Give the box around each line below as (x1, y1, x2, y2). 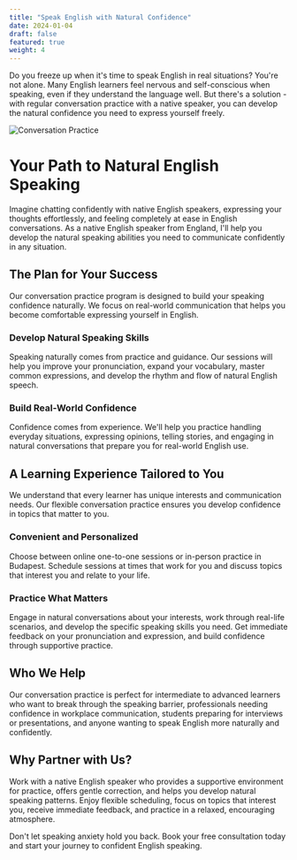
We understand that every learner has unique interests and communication (9, 490, 282, 501)
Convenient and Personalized (9, 531, 139, 543)
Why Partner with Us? (9, 753, 133, 768)
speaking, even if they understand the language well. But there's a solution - (9, 89, 287, 100)
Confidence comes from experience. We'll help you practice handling (9, 422, 263, 433)
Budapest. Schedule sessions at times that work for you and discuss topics (9, 560, 283, 571)
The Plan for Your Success (9, 267, 158, 282)
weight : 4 (9, 46, 46, 55)
